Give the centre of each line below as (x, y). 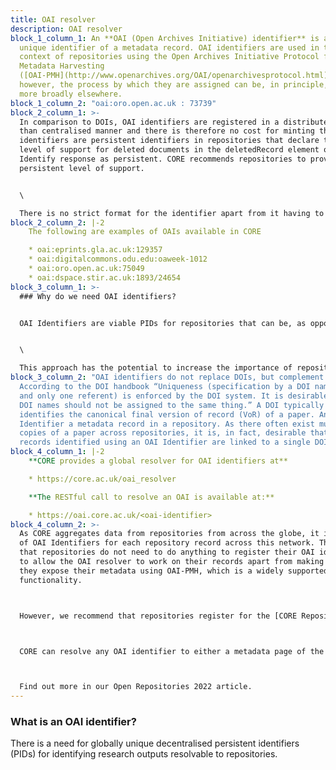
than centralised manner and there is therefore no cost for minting (167, 131)
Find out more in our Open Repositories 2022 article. (136, 687)
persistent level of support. (82, 168)
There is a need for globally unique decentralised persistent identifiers (155, 743)
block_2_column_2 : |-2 (57, 222)
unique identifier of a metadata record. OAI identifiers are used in (169, 47)
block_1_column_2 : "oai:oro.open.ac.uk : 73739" (113, 103)
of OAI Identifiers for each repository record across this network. (167, 543)
